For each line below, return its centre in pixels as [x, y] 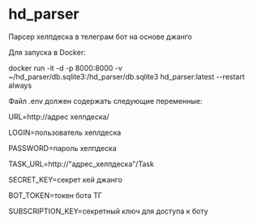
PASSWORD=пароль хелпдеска [63, 148]
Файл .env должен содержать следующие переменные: [105, 101]
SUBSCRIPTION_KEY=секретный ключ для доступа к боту [108, 211]
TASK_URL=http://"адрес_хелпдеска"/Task [81, 164]
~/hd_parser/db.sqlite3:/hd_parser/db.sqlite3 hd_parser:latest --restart [126, 76]
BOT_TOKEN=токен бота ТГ [56, 195]
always [20, 85]
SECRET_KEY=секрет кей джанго [66, 179]
